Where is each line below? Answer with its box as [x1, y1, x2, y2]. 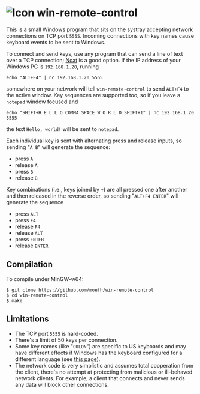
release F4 [14, 223, 41, 230]
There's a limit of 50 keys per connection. [14, 336, 118, 344]
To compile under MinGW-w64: [6, 275, 84, 282]
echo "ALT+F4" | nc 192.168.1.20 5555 [6, 74, 103, 80]
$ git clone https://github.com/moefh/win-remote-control [6, 287, 154, 293]
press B [14, 168, 34, 175]
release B [14, 174, 38, 181]
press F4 [14, 216, 36, 223]
